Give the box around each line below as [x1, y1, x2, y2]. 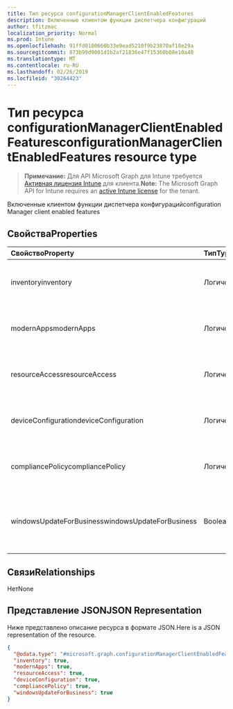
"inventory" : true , [13, 657, 70, 664]
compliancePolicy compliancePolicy [10, 462, 126, 471]
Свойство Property [10, 248, 75, 258]
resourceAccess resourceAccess [10, 370, 116, 380]
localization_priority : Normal [7, 29, 98, 37]
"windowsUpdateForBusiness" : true [13, 689, 113, 696]
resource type [114, 149, 198, 165]
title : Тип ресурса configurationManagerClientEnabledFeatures [7, 10, 194, 17]
